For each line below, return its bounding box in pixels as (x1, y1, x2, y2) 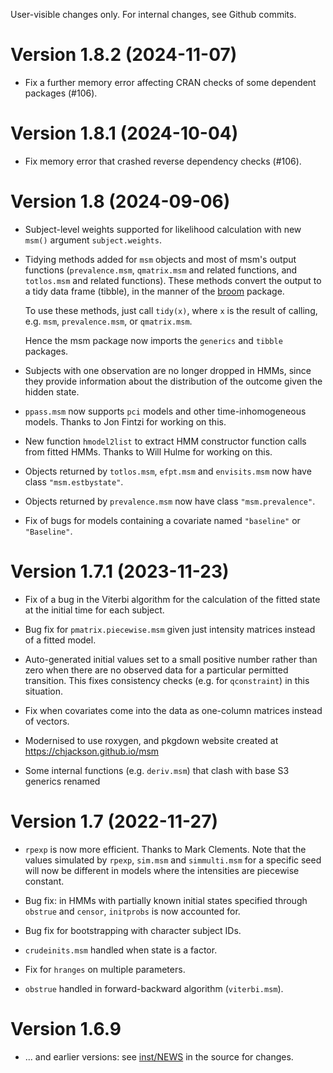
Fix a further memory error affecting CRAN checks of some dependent (24, 76, 317, 88)
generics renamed (24, 775, 101, 787)
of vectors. (24, 715, 70, 727)
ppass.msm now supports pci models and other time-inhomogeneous (24, 405, 307, 417)
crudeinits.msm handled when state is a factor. (24, 944, 218, 956)
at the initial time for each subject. (24, 604, 165, 616)
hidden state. (24, 385, 80, 398)
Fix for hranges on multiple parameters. (24, 963, 186, 975)
